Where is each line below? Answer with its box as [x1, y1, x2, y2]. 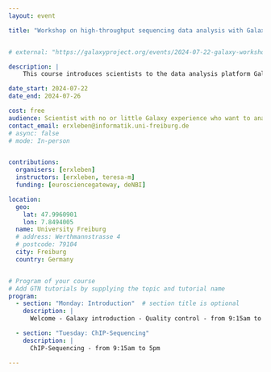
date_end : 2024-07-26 [8, 92, 81, 101]
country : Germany [15, 255, 74, 263]
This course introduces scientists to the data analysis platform [23, 70, 251, 78]
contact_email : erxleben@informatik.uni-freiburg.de [8, 122, 190, 130]
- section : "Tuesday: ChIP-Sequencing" [15, 329, 150, 337]
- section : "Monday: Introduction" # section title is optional [15, 299, 240, 307]
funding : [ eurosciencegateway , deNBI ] [15, 181, 147, 189]
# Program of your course [8, 277, 95, 285]
